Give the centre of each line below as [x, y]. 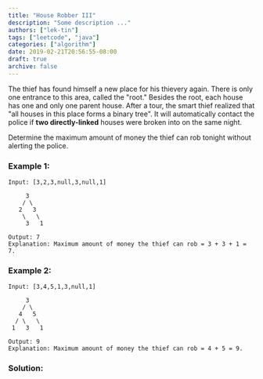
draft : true [27, 60]
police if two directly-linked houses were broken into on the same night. [125, 122]
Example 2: [30, 270]
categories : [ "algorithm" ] [52, 45]
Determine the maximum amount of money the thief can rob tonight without [130, 137]
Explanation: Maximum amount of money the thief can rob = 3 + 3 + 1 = [127, 244]
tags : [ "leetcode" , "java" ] [54, 37]
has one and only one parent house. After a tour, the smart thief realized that [131, 105]
